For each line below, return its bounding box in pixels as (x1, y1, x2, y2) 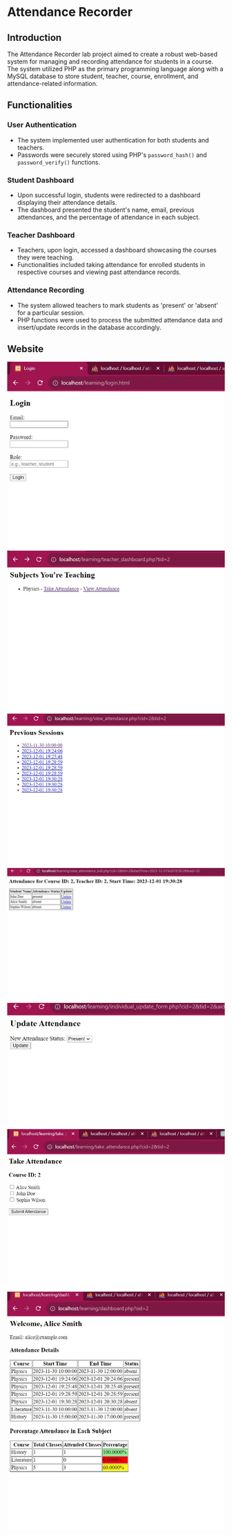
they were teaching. (17, 253, 75, 261)
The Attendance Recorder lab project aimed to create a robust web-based (7, 50, 217, 58)
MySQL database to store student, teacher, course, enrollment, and (7, 72, 199, 80)
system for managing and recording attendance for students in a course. (7, 57, 214, 66)
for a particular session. (17, 309, 85, 317)
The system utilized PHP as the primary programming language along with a (7, 65, 224, 73)
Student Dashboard (7, 175, 75, 185)
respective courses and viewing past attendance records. (17, 268, 182, 277)
